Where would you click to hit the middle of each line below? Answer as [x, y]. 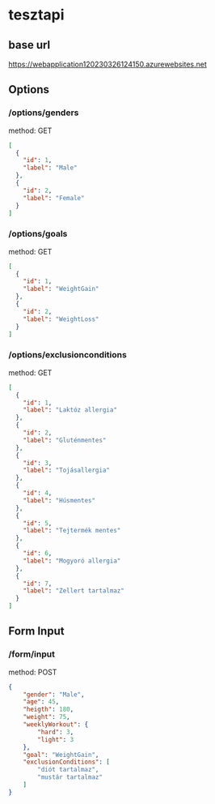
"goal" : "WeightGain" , [61, 755]
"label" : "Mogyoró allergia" [72, 561]
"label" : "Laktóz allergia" [70, 410]
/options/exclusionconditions [67, 355]
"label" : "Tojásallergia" [67, 470]
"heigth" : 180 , [48, 710]
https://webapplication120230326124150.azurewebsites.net [108, 64]
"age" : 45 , [41, 702]
